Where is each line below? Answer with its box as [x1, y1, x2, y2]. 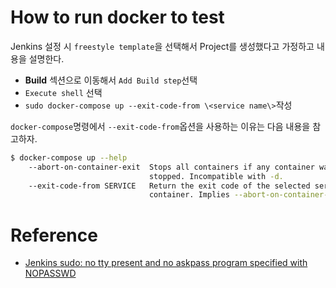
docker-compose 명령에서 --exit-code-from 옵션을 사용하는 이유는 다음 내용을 [10, 120, 311, 132]
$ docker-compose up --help [10, 152, 128, 163]
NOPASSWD [24, 267, 77, 280]
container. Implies [148, 190, 230, 200]
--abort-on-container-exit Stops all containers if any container [28, 162, 315, 172]
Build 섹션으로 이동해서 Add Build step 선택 [24, 74, 198, 86]
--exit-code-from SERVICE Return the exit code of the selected [28, 181, 311, 191]
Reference [10, 224, 98, 246]
